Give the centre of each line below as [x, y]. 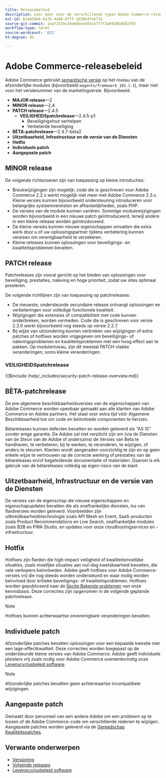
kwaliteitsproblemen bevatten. [43, 248]
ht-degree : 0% [20, 38]
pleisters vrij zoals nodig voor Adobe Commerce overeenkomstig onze [77, 659]
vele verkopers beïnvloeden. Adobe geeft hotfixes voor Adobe [68, 571]
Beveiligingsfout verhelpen [54, 121]
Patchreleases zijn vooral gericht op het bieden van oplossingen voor [76, 275]
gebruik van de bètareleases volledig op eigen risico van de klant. [72, 466]
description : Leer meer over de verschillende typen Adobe [67, 14]
